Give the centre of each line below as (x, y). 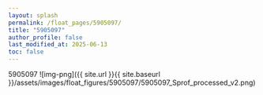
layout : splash (33, 15)
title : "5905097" (37, 30)
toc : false (26, 52)
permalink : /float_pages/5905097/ (65, 23)
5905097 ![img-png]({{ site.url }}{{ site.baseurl (84, 74)
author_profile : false (45, 37)
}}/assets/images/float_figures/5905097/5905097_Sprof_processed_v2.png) (132, 82)
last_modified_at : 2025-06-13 (58, 45)
